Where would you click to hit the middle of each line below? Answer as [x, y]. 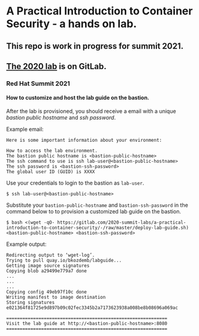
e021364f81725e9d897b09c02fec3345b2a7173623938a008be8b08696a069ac [92, 308]
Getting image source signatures [48, 266]
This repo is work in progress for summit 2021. [95, 46]
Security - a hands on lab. [72, 24]
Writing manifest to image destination [56, 298]
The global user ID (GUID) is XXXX [51, 172]
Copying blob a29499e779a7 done [46, 271]
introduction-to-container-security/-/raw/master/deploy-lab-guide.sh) [97, 228]
